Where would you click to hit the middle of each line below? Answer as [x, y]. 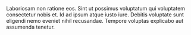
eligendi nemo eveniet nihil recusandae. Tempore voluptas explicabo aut [95, 21]
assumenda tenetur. [31, 27]
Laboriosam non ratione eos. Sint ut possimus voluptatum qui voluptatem [96, 8]
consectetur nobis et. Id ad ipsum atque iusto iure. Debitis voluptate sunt [95, 15]
